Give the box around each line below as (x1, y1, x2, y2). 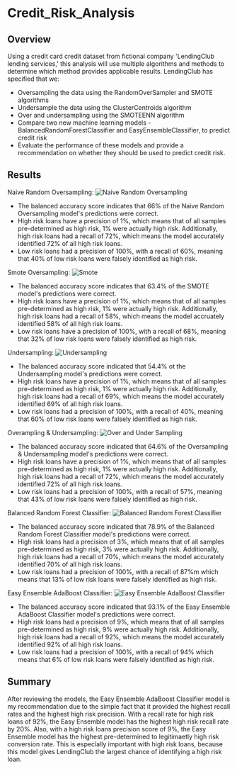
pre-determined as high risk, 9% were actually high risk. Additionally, (17, 625, 219, 634)
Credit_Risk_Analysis (7, 5, 135, 21)
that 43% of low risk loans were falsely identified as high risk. (17, 495, 197, 503)
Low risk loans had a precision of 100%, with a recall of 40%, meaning (17, 407, 224, 415)
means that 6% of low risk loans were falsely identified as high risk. (17, 655, 214, 663)
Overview (7, 33, 52, 45)
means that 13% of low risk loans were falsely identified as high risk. (17, 575, 217, 583)
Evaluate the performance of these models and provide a (17, 141, 184, 150)
